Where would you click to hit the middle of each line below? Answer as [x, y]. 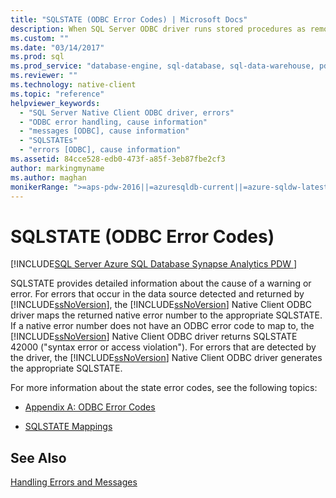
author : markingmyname [57, 168]
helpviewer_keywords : [55, 103]
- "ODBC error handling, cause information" [113, 122]
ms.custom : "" [40, 38]
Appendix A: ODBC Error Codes [90, 407]
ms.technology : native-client [73, 85]
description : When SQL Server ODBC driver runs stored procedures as [158, 29]
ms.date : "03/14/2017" [57, 47]
